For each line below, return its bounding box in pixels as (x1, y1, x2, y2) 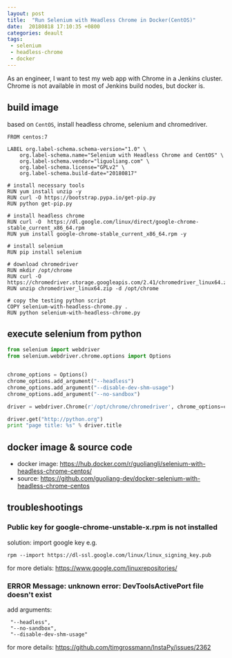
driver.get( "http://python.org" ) (7, 416, 104, 423)
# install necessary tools (7, 181, 85, 189)
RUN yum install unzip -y (7, 188, 81, 195)
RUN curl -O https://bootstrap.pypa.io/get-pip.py (7, 194, 156, 201)
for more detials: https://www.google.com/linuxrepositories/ (7, 564, 177, 572)
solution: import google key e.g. (7, 538, 98, 546)
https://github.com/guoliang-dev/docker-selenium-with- (40, 474, 201, 483)
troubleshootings (7, 501, 84, 513)
